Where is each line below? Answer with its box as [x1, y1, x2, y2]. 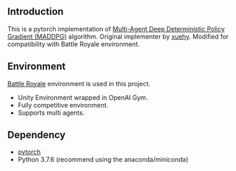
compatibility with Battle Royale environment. [7, 39, 140, 48]
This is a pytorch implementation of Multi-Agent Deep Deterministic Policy [7, 24, 225, 33]
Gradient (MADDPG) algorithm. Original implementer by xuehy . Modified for [7, 32, 230, 41]
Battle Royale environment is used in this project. [7, 79, 151, 88]
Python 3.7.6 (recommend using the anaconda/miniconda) [17, 155, 189, 164]
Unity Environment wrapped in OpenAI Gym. [17, 93, 148, 102]
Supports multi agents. [17, 108, 85, 117]
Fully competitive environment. [17, 100, 109, 109]
